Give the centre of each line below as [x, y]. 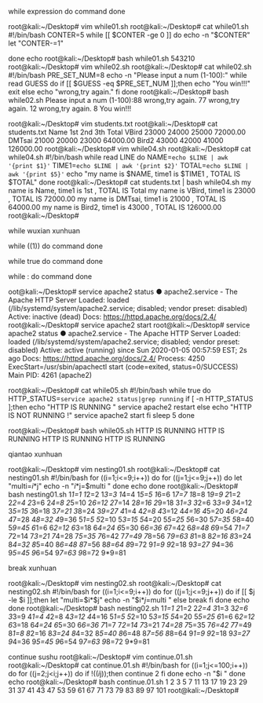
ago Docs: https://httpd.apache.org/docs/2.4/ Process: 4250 [107, 358]
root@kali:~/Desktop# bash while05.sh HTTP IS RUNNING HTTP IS [117, 430]
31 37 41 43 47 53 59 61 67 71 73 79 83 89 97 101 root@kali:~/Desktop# [124, 690]
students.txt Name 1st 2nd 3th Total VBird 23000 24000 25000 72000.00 [127, 132]
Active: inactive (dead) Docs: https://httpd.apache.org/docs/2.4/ [112, 317]
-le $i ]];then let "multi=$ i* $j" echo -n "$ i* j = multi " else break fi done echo [129, 600]
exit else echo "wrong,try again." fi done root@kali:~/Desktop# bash [119, 92]
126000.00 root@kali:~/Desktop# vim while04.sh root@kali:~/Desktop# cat [130, 149]
